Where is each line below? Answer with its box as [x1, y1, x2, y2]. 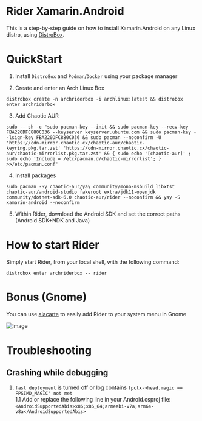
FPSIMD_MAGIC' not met [15, 390, 73, 397]
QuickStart [6, 52, 62, 66]
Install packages [15, 172, 56, 179]
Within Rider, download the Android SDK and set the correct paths [15, 210, 181, 218]
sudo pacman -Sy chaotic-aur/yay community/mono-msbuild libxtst [6, 183, 175, 189]
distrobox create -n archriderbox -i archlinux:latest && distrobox [6, 96, 183, 102]
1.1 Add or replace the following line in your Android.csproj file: [15, 395, 171, 403]
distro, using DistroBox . [6, 30, 65, 38]
